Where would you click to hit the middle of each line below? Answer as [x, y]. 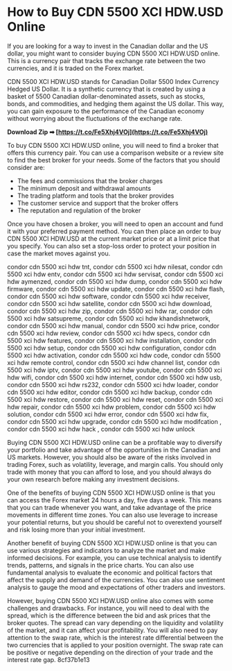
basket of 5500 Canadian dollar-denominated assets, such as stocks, [106, 96]
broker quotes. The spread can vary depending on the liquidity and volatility [115, 622]
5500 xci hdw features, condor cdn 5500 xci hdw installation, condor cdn [112, 340]
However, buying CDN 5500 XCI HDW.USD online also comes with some [110, 600]
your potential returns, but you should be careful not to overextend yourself [115, 522]
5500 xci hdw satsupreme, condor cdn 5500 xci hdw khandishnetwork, [109, 318]
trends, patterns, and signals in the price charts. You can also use [101, 565]
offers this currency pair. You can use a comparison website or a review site [115, 153]
